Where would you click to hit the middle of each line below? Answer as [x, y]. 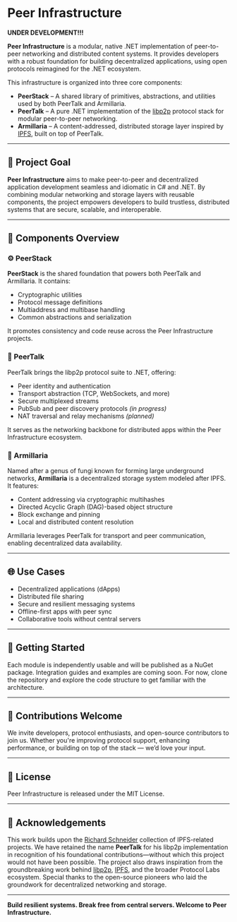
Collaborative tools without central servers [79, 618]
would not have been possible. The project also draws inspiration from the [115, 862]
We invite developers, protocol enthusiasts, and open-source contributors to [118, 733]
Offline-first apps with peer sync [65, 611]
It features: [23, 486]
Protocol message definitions [60, 302]
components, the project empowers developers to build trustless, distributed [119, 202]
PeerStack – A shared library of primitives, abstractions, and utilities [116, 96]
